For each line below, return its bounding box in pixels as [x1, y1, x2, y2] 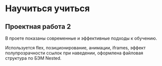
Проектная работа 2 [5, 22, 71, 31]
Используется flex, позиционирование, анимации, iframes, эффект [5, 45, 146, 50]
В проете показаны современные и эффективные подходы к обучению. [5, 35, 158, 41]
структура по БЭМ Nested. [5, 55, 62, 61]
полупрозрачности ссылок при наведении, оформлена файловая [5, 50, 144, 56]
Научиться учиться [5, 3, 90, 14]
